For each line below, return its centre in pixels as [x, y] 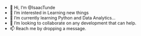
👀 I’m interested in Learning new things [49, 13]
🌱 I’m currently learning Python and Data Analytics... [63, 18]
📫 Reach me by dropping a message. [48, 28]
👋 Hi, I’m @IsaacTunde [32, 8]
